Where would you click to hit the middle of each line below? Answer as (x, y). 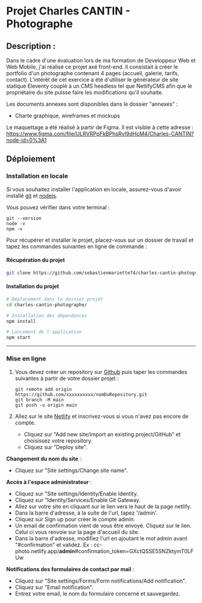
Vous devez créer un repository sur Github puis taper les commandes (101, 372)
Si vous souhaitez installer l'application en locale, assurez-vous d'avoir (94, 189)
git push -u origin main (46, 405)
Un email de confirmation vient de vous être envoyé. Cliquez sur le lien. (103, 525)
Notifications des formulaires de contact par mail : (70, 569)
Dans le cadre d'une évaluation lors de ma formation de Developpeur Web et (101, 60)
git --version (24, 218)
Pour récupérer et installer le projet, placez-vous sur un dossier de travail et (100, 240)
